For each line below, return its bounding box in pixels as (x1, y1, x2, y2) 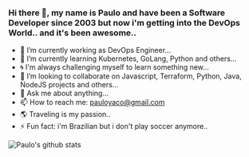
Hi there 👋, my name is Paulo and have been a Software (8, 7, 226, 18)
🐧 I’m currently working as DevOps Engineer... (19, 46, 172, 55)
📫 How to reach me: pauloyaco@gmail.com (19, 98, 165, 107)
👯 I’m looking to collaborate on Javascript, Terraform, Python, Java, (19, 71, 242, 81)
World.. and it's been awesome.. (8, 27, 137, 38)
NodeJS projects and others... (19, 80, 119, 90)
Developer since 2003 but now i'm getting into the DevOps (8, 17, 241, 28)
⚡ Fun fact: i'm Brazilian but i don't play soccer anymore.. (19, 122, 208, 131)
